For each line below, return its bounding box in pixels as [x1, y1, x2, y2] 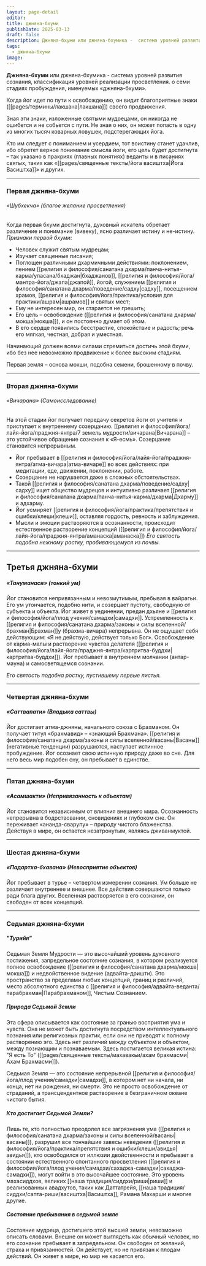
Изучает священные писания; [15, 252, 94, 259]
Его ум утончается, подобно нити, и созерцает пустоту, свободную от [6, 601, 191, 609]
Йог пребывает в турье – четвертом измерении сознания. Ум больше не [6, 879, 197, 886]
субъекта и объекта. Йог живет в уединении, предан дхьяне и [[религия [6, 608, 197, 615]
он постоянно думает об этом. [66, 317, 147, 325]
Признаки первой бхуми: [6, 234, 72, 241]
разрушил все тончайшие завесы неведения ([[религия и [34, 1138, 185, 1145]
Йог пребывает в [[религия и [15, 454, 91, 461]
